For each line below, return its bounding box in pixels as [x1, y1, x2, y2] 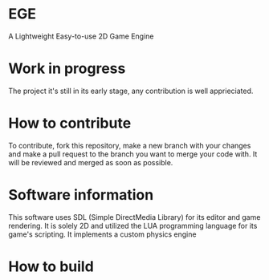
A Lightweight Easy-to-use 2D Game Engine [8, 31, 154, 41]
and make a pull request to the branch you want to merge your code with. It [8, 149, 258, 159]
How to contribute [8, 114, 132, 132]
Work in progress [8, 59, 126, 78]
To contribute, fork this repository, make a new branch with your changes [8, 140, 251, 150]
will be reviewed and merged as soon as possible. [8, 157, 173, 167]
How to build [8, 258, 94, 275]
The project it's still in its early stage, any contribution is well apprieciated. [8, 86, 254, 95]
